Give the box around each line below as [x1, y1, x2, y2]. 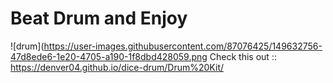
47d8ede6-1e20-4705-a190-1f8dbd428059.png [10, 50, 208, 62]
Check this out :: [209, 50, 277, 62]
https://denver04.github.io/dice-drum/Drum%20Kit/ [10, 61, 225, 73]
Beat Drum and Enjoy [10, 7, 188, 30]
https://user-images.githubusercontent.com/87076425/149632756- [43, 40, 323, 52]
